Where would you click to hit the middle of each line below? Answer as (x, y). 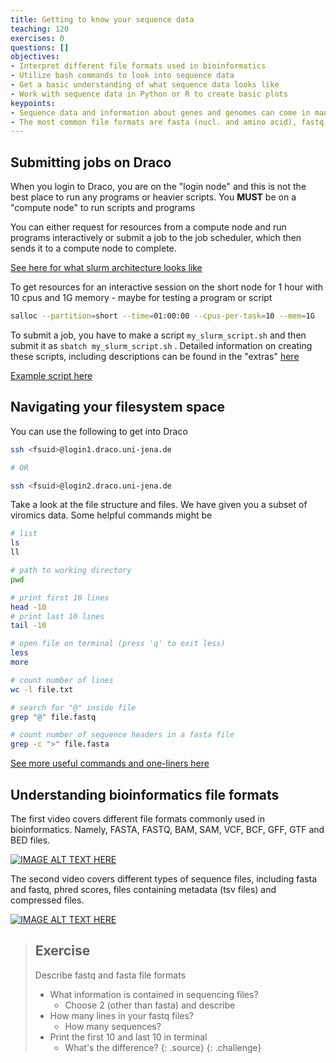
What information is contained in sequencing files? (154, 994)
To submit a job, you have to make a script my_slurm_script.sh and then (158, 335)
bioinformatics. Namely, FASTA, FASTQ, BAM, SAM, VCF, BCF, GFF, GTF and (167, 829)
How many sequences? (113, 1026)
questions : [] (40, 47)
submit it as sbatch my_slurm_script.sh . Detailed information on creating (161, 345)
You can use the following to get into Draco (99, 431)
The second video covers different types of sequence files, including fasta (163, 878)
